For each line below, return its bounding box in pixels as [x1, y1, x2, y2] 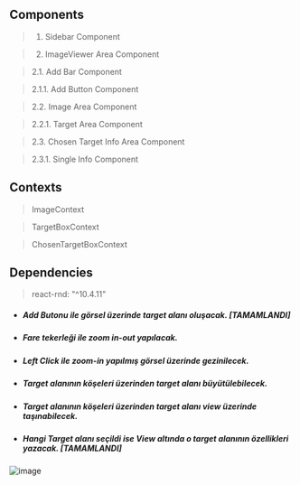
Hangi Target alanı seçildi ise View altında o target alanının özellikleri [22, 433, 289, 443]
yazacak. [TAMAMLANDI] [22, 443, 122, 453]
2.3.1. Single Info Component [31, 154, 138, 164]
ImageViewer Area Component [44, 49, 160, 60]
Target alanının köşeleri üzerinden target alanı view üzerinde [22, 401, 258, 412]
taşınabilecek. [22, 410, 79, 421]
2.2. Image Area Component [31, 101, 137, 112]
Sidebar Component [44, 31, 120, 42]
